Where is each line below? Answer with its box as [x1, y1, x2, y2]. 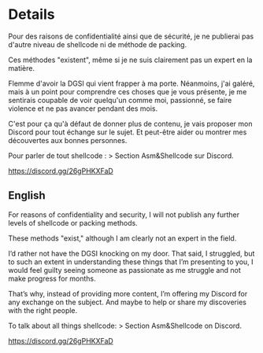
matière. [8, 63, 35, 72]
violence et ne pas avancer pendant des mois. [8, 104, 158, 113]
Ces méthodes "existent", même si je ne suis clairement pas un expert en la [8, 55, 253, 64]
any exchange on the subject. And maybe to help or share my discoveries [8, 297, 246, 307]
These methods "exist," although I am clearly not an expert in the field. [8, 233, 237, 243]
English [8, 189, 46, 202]
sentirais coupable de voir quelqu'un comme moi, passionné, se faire [8, 95, 232, 105]
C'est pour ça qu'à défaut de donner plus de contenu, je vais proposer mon [8, 119, 253, 128]
